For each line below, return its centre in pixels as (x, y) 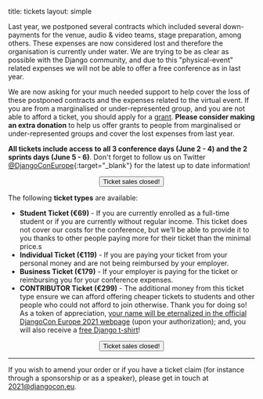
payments (24, 35)
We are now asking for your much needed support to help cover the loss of (129, 92)
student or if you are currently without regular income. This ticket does (133, 221)
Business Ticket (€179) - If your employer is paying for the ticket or (128, 271)
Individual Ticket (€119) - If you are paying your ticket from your (123, 255)
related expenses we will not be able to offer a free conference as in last (124, 68)
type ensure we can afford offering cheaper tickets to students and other (137, 297)
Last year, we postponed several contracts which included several (115, 26)
